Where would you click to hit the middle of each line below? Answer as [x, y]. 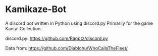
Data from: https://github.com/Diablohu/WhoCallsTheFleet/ [66, 48]
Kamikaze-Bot [36, 9]
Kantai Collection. [23, 28]
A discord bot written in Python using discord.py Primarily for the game [79, 23]
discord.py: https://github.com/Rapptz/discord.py [57, 38]
